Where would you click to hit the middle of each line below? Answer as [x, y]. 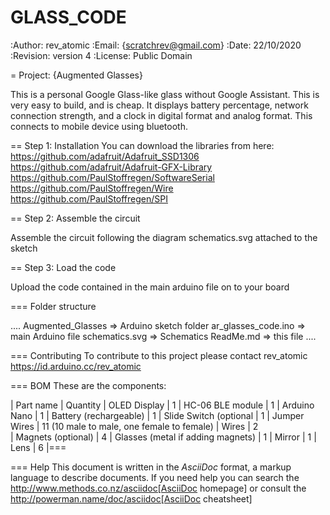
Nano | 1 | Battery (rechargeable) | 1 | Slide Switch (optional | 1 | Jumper [157, 415]
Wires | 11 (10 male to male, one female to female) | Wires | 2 [134, 426]
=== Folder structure [53, 306]
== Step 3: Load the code [63, 267]
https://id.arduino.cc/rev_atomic [76, 366]
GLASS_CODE [68, 17]
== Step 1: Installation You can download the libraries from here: [142, 145]
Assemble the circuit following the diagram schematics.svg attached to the [164, 237]
